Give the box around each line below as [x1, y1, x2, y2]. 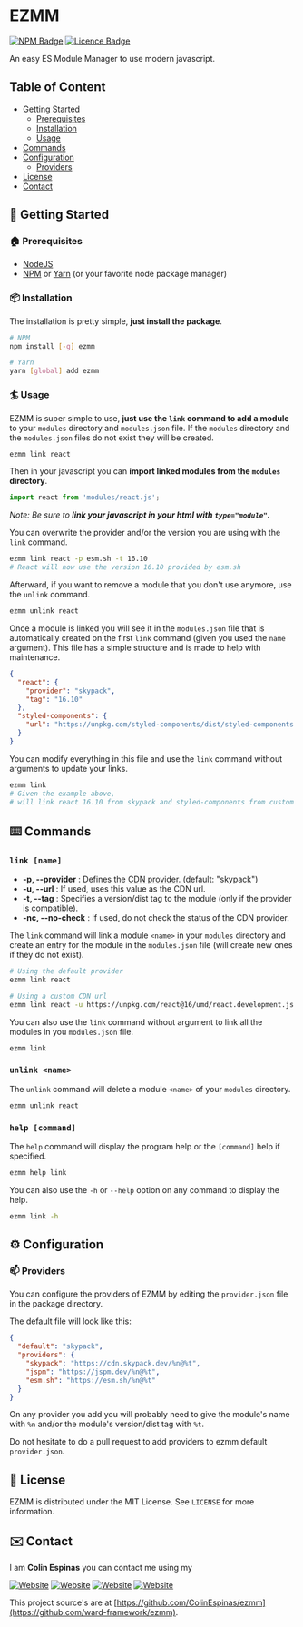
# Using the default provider [9, 967, 124, 976]
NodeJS [22, 259, 54, 270]
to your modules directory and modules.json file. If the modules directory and [9, 422, 290, 433]
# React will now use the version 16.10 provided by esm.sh [9, 563, 242, 572]
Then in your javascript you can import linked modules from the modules [9, 466, 281, 477]
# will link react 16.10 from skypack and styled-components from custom [9, 797, 295, 806]
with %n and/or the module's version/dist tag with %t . [9, 1418, 205, 1430]
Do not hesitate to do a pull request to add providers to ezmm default [9, 1436, 268, 1447]
